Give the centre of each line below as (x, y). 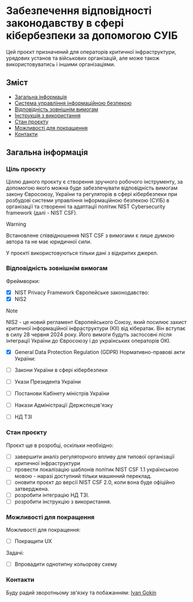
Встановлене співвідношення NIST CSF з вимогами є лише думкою (90, 236)
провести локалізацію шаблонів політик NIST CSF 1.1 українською (96, 469)
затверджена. (32, 489)
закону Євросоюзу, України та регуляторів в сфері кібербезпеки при (92, 194)
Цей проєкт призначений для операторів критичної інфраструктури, (91, 51)
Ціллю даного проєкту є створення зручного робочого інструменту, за (94, 182)
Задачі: (15, 553)
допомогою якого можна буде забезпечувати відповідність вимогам (92, 188)
